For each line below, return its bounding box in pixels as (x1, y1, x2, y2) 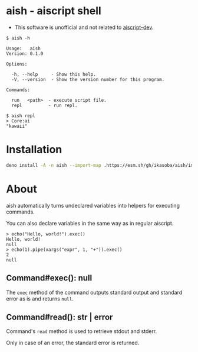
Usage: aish (6, 46, 41, 51)
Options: (6, 61, 28, 67)
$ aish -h (6, 35, 31, 41)
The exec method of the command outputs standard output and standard (6, 289, 183, 296)
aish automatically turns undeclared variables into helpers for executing (6, 202, 180, 209)
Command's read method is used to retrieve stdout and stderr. (6, 328, 157, 335)
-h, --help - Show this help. (11, 71, 96, 77)
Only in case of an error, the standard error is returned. (6, 339, 140, 347)
